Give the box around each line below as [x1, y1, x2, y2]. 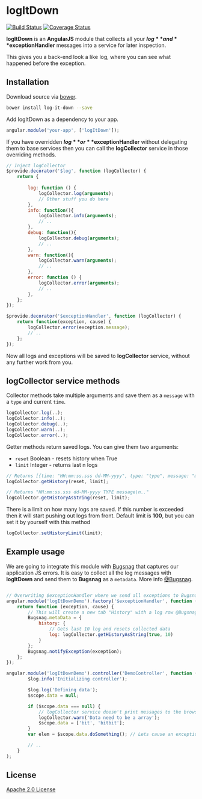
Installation [6, 77, 49, 87]
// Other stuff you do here [38, 196, 109, 202]
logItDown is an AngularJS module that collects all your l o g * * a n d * [6, 35, 177, 42]
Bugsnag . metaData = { [28, 615, 82, 621]
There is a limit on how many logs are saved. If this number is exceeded [6, 506, 184, 513]
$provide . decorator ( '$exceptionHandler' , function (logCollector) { [6, 313, 182, 319]
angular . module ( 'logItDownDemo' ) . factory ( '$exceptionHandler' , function [6, 598, 192, 604]
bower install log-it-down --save [6, 105, 93, 111]
